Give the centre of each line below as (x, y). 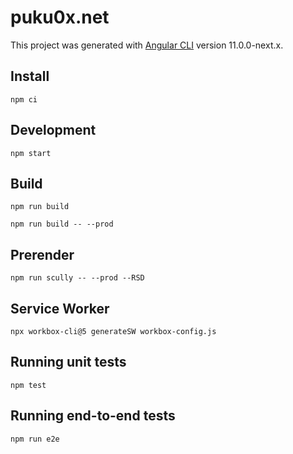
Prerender (42, 254)
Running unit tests (68, 362)
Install (30, 76)
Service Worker (60, 308)
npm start (31, 153)
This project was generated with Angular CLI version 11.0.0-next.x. (147, 45)
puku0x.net (60, 17)
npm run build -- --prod (62, 224)
